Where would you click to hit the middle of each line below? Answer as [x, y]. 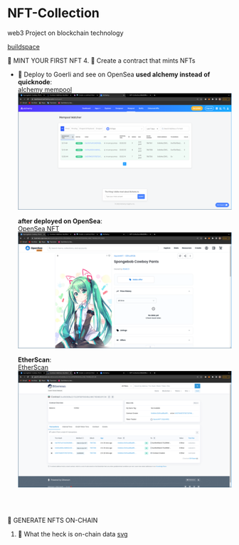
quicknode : [35, 82]
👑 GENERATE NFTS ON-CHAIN [53, 520]
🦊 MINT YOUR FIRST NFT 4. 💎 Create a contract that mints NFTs [101, 60]
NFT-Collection [53, 13]
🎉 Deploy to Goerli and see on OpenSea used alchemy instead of [114, 74]
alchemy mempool [45, 89]
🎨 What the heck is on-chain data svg [73, 534]
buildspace [24, 46]
